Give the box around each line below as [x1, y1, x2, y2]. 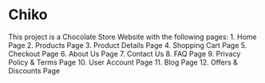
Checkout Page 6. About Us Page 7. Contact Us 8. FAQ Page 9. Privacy [8, 49, 241, 58]
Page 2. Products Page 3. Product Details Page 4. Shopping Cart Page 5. [8, 40, 247, 49]
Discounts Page [8, 65, 61, 75]
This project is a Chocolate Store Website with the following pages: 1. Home [8, 32, 257, 41]
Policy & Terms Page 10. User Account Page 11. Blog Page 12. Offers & [8, 57, 238, 67]
